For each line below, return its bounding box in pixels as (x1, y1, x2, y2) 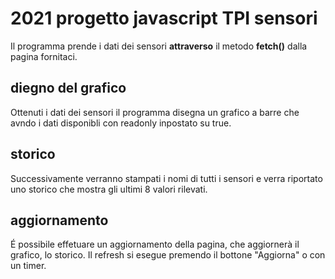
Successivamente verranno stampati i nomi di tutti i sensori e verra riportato (10, 172, 323, 184)
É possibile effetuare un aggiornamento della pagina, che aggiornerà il (10, 238, 300, 251)
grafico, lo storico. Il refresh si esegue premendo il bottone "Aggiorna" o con (10, 249, 326, 261)
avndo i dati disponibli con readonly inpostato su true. (10, 117, 232, 129)
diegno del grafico (10, 80, 127, 97)
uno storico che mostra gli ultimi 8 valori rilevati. (10, 183, 208, 195)
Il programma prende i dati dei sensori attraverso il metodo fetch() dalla (10, 40, 308, 52)
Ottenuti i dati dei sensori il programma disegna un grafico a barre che (10, 106, 300, 118)
